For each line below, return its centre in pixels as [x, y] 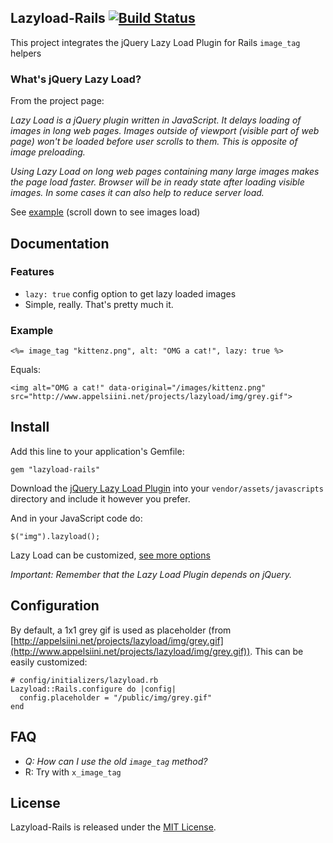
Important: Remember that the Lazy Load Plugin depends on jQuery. [151, 574]
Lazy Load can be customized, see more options [110, 555]
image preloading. [48, 152]
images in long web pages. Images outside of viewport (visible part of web [165, 131]
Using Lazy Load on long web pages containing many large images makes [165, 172]
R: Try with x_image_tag [73, 772]
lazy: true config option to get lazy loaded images [130, 293]
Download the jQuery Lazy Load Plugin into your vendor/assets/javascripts [167, 488]
